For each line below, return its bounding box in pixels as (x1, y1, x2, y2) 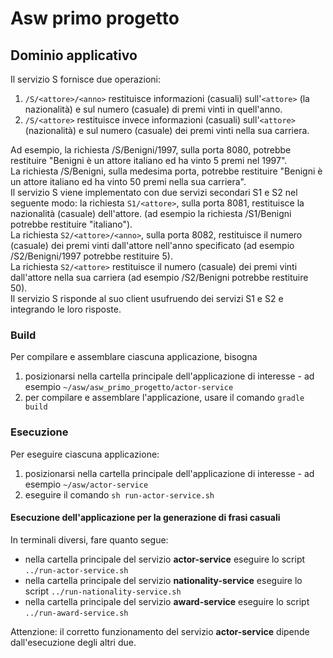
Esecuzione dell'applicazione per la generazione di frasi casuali (10, 512, 281, 524)
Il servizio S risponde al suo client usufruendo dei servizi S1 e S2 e (10, 293, 284, 304)
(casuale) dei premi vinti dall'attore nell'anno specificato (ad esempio (10, 240, 295, 251)
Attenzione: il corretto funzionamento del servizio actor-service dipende (10, 625, 310, 637)
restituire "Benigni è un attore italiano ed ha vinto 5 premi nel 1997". (10, 155, 288, 166)
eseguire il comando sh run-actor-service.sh (24, 488, 215, 501)
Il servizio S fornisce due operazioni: (10, 73, 161, 85)
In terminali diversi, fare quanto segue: (10, 533, 169, 546)
